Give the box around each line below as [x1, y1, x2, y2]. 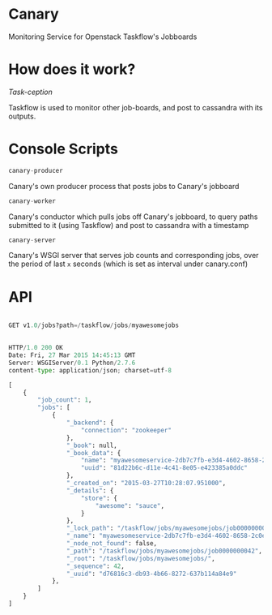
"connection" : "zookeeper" [80, 426, 172, 434]
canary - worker [8, 196, 57, 205]
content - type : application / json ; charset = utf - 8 [8, 366, 172, 374]
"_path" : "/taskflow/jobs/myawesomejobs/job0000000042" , [66, 547, 263, 555]
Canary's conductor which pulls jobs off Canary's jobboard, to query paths [8, 212, 258, 221]
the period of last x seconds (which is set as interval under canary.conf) [8, 259, 249, 269]
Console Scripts [8, 140, 119, 158]
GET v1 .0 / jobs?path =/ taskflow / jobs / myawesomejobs [8, 321, 180, 329]
